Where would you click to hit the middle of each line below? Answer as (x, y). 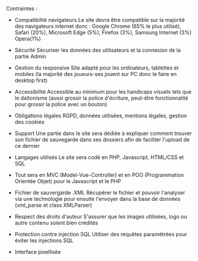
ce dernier (27, 146)
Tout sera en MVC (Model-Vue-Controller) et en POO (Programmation (99, 175)
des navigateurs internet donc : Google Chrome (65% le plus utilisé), (98, 26)
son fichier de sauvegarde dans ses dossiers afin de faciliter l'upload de (102, 140)
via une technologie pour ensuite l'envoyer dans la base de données (98, 199)
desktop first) (31, 80)
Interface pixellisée (38, 252)
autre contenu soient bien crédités (56, 223)
